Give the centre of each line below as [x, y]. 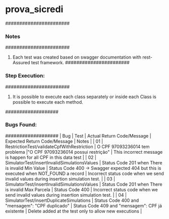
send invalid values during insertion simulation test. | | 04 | [66, 195]
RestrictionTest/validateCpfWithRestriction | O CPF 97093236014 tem [77, 146]
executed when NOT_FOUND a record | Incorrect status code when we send [84, 173]
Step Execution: [25, 76]
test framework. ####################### [80, 63]
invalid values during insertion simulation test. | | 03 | [60, 179]
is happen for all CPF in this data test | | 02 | [51, 157]
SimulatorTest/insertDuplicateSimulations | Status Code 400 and [72, 200]
